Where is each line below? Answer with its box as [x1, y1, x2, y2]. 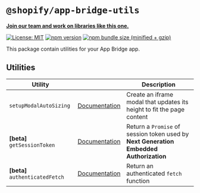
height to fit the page [126, 105, 185, 113]
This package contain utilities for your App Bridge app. [6, 45, 140, 52]
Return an [126, 161, 154, 170]
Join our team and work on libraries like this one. [6, 22, 129, 29]
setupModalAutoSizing [9, 102, 70, 109]
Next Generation [126, 137, 174, 145]
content [126, 113, 148, 121]
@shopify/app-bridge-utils [6, 5, 140, 16]
